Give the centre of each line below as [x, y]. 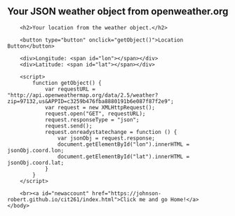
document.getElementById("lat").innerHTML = [123, 156]
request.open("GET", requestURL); [95, 114]
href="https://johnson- [127, 193]
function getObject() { [67, 83]
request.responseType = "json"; [92, 120]
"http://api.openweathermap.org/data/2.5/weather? [83, 95]
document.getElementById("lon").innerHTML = [123, 144]
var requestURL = [70, 89]
